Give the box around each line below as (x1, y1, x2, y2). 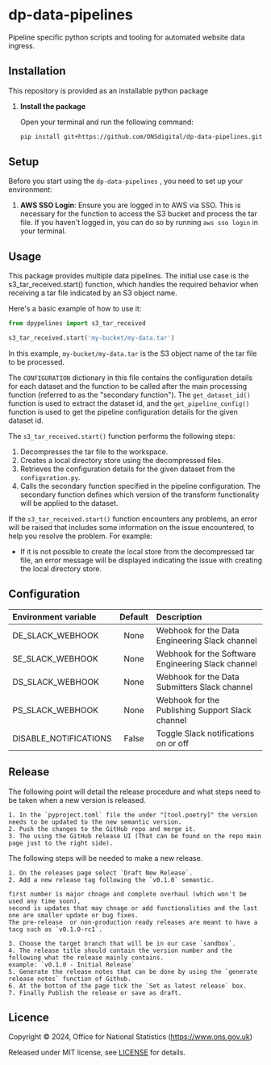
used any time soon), (8, 897, 81, 905)
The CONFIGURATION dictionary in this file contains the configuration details (8, 373, 252, 382)
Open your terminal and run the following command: (19, 117, 194, 127)
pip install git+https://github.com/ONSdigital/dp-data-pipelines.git (19, 132, 263, 140)
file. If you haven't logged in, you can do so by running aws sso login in (19, 218, 259, 228)
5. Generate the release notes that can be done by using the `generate (8, 967, 258, 975)
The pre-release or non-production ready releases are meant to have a (8, 918, 258, 926)
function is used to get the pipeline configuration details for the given (8, 407, 238, 416)
